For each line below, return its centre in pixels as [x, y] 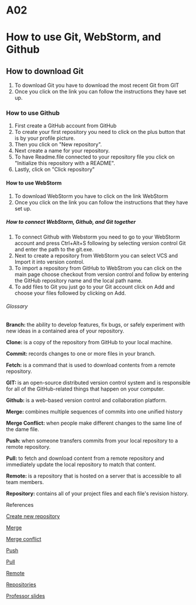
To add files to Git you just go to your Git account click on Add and [94, 287]
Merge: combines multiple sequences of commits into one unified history [94, 411]
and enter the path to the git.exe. [54, 249]
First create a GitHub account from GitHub [66, 126]
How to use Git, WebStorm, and [84, 37]
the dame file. [23, 429]
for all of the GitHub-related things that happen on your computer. [85, 389]
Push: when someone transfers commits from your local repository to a [92, 441]
